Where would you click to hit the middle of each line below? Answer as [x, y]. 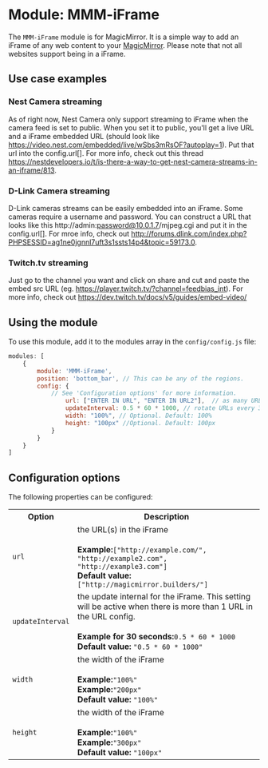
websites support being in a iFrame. [67, 54]
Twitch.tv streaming [49, 263]
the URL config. [106, 617]
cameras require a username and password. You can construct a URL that [130, 217]
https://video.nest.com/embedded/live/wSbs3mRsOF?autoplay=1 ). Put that [131, 145]
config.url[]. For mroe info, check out [69, 233]
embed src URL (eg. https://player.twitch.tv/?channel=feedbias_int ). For [126, 288]
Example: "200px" [109, 690]
